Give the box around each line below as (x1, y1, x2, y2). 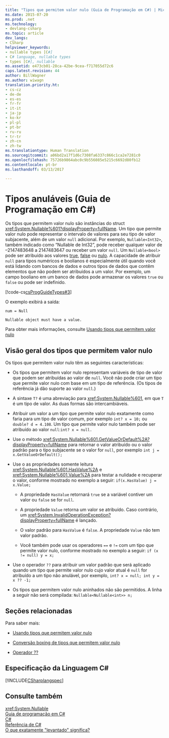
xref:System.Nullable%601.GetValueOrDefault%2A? (43, 436, 150, 442)
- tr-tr (5, 134, 22, 139)
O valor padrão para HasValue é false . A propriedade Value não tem (20, 527, 160, 533)
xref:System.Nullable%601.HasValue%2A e (12, 467, 102, 473)
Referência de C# (5, 721, 42, 727)
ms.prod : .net (5, 17, 35, 22)
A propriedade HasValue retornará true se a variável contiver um (20, 491, 153, 497)
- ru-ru (5, 129, 22, 134)
